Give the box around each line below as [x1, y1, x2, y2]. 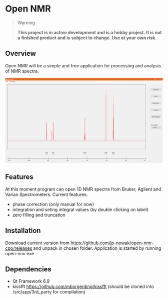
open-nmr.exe [5, 250, 34, 256]
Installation [5, 227, 41, 235]
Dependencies [5, 265, 51, 273]
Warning [17, 20, 35, 26]
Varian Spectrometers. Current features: [5, 191, 88, 197]
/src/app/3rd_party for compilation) [12, 289, 86, 295]
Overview [5, 49, 36, 58]
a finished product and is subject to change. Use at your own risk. [17, 35, 157, 41]
